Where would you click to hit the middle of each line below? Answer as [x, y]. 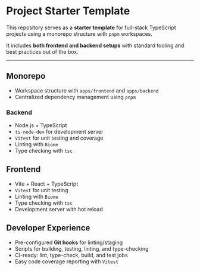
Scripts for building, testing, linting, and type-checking [82, 248]
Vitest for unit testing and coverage [59, 138]
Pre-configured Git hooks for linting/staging [69, 242]
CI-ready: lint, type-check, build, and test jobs [71, 255]
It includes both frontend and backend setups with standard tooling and [95, 45]
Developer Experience [48, 228]
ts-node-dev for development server [59, 132]
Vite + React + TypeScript [46, 184]
